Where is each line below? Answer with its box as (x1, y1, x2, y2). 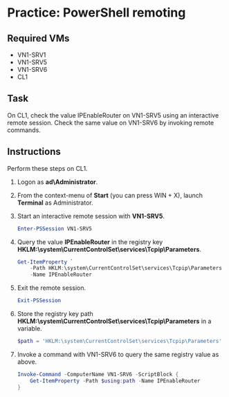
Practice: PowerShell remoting (7, 5, 186, 21)
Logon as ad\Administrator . (17, 178, 98, 186)
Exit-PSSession (17, 297, 62, 304)
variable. (17, 324, 43, 333)
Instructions (7, 146, 61, 158)
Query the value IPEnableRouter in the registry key (17, 237, 163, 246)
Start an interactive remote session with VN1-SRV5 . (17, 212, 165, 220)
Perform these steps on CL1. (7, 164, 88, 172)
